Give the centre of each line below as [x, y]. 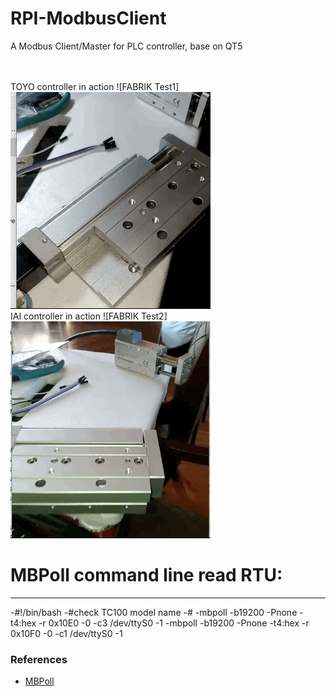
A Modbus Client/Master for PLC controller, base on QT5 [126, 46]
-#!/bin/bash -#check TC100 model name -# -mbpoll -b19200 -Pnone [154, 612]
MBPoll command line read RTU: [146, 575]
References [39, 659]
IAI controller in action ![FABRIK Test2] [89, 316]
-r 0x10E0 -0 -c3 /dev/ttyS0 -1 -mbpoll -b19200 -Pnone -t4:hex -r [174, 623]
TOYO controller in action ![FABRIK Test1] [95, 86]
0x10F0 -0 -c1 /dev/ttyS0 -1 [66, 633]
